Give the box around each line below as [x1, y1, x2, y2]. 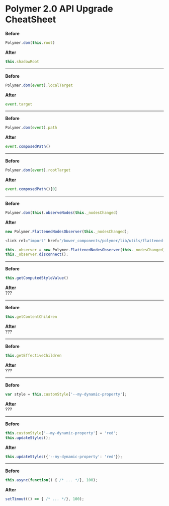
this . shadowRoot [5, 59, 39, 64]
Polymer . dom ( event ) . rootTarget [5, 167, 71, 173]
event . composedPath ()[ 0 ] [5, 187, 57, 192]
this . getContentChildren [5, 314, 57, 319]
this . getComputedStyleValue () [5, 275, 69, 280]
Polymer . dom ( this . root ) [5, 40, 55, 45]
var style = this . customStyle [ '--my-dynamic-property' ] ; [5, 391, 127, 397]
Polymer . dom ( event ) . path [5, 125, 57, 130]
